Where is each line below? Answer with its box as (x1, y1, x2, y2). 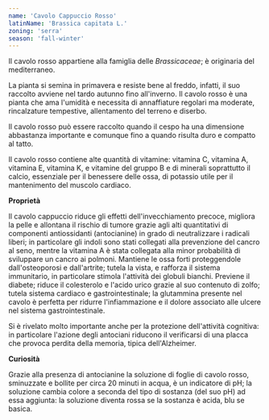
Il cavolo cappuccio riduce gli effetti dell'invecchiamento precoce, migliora (8, 211, 255, 222)
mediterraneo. (8, 65, 56, 75)
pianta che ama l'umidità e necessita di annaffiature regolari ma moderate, (8, 98, 255, 107)
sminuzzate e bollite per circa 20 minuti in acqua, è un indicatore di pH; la (8, 378, 252, 388)
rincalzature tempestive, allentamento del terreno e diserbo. (8, 106, 207, 116)
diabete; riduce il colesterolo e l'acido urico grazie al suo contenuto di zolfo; (8, 280, 260, 290)
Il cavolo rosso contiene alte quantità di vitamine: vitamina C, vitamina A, (8, 155, 249, 164)
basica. (8, 404, 33, 414)
